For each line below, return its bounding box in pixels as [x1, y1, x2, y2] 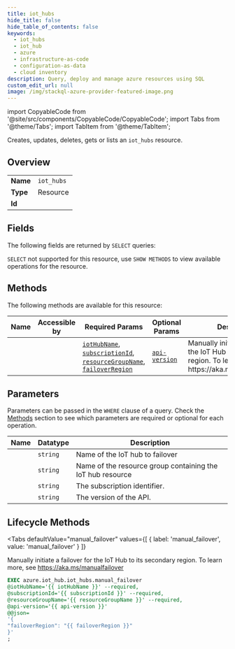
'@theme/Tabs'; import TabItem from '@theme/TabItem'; [7, 122, 171, 131]
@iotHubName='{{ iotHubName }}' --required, [7, 583, 139, 591]
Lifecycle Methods [7, 516, 90, 528]
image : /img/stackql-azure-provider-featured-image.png [7, 88, 173, 95]
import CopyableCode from [7, 108, 86, 116]
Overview [7, 156, 51, 168]
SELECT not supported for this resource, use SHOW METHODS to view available [7, 255, 221, 263]
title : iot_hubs [7, 10, 55, 17]
